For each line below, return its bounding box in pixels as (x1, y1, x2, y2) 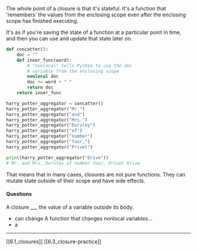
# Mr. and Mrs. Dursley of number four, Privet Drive (6, 160, 141, 166)
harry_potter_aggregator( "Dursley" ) (6, 123, 96, 128)
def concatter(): (6, 46, 49, 52)
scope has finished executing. (6, 18, 79, 24)
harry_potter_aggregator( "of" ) (6, 128, 83, 134)
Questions (6, 191, 32, 198)
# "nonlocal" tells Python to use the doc (27, 63, 133, 69)
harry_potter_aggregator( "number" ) (6, 133, 93, 140)
